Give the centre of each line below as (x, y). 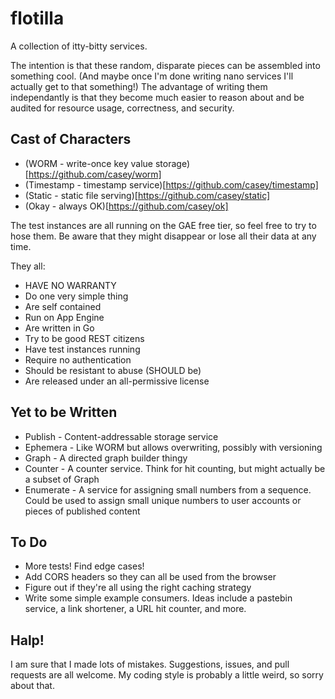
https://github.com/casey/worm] (95, 174)
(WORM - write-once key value (88, 163)
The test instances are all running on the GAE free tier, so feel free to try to (163, 225)
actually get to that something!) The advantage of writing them (139, 86)
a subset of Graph (62, 479)
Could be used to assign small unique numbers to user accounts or (163, 500)
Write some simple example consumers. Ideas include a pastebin (158, 598)
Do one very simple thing (76, 296)
